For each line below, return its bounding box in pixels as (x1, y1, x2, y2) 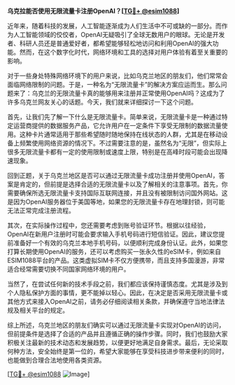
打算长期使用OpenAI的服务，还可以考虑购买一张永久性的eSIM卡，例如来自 (7, 248, 222, 255)
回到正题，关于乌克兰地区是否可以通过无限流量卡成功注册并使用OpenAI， (7, 171, 219, 179)
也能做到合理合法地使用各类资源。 (7, 356, 106, 364)
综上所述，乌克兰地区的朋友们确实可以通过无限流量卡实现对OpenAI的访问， (7, 321, 225, 329)
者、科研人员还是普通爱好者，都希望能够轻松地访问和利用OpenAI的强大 (7, 39, 213, 48)
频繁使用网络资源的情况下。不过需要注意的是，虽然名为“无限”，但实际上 (19, 139, 227, 147)
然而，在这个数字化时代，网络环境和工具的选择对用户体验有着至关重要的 (19, 48, 228, 56)
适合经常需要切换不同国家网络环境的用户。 (7, 265, 130, 273)
